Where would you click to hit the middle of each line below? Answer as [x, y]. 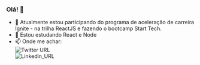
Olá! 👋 [15, 9]
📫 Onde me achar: [38, 41]
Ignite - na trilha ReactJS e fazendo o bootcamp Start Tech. [88, 28]
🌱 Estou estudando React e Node [56, 35]
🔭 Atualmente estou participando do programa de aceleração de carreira [104, 22]
